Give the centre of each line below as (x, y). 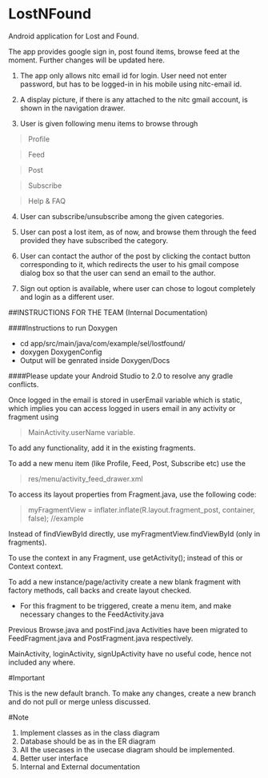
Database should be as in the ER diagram (88, 741)
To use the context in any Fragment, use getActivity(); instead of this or (126, 557)
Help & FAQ (47, 201)
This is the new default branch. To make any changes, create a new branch (132, 693)
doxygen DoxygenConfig (61, 352)
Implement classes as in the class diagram (90, 732)
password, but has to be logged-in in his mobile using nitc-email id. (131, 84)
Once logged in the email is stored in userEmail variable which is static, (125, 400)
